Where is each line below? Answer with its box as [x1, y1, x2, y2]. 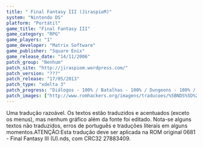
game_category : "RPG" [6, 31, 61, 37]
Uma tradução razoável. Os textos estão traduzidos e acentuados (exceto [6, 109, 190, 116]
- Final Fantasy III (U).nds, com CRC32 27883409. [6, 135, 131, 142]
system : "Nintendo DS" [6, 14, 63, 20]
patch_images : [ [6, 93, 47, 99]
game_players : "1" [6, 37, 53, 43]
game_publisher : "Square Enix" [6, 48, 85, 54]
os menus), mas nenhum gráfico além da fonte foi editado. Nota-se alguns [6, 116, 192, 123]
